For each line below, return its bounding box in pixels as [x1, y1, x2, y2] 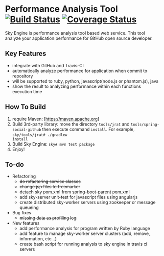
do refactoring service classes [19, 179, 81, 184]
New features [12, 220, 40, 226]
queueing [19, 205, 39, 210]
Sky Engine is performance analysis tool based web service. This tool [5, 30, 145, 36]
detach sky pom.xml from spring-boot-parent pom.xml [19, 189, 130, 195]
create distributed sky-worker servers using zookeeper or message [19, 200, 156, 205]
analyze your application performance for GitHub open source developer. [5, 35, 153, 41]
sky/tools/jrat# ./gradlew [12, 132, 68, 137]
